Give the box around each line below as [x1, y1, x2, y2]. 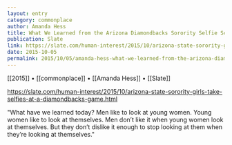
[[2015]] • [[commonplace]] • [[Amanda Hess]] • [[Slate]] [7, 74, 171, 82]
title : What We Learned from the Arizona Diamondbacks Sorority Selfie [7, 29, 217, 37]
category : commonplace [7, 17, 72, 23]
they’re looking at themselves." [7, 130, 95, 138]
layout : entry [7, 10, 48, 17]
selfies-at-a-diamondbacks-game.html [7, 95, 118, 103]
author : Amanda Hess [7, 23, 67, 30]
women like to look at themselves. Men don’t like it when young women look [7, 115, 224, 124]
